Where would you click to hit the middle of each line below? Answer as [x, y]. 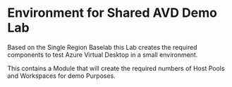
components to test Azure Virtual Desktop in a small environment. [103, 55]
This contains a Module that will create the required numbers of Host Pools [116, 68]
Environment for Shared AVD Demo [112, 13]
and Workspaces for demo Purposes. [62, 76]
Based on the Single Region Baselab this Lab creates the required [102, 47]
